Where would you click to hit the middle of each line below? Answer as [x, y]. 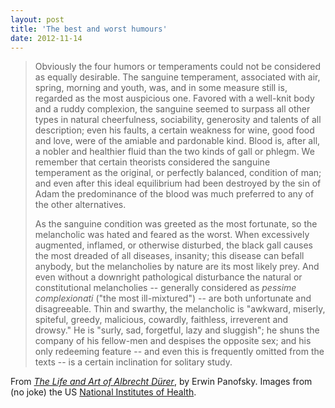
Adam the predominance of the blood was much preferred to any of [174, 194]
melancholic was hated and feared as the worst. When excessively [172, 235]
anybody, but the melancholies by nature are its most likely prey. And [177, 267]
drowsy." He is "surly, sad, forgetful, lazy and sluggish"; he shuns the [177, 330]
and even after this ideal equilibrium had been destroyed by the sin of [178, 183]
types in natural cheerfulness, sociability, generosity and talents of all [178, 120]
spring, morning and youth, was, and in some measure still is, [161, 88]
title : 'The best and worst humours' [89, 29]
